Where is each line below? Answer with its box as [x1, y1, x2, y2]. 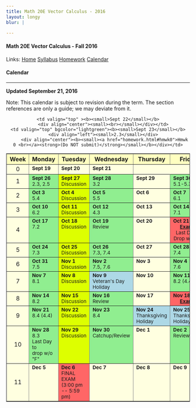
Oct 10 [32, 203, 48, 210]
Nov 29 [61, 326, 79, 333]
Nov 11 [173, 272, 191, 278]
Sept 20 [61, 165, 80, 171]
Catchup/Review [92, 332, 130, 339]
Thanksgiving [136, 312, 167, 319]
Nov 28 [32, 326, 50, 333]
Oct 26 [92, 243, 109, 250]
